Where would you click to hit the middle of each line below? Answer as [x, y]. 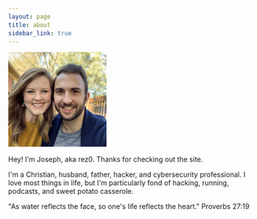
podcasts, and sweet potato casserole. [71, 191]
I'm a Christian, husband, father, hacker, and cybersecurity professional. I [127, 174]
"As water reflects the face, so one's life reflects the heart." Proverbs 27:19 [129, 206]
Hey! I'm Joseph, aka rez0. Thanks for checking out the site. [106, 159]
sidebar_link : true [40, 33]
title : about [29, 25]
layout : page [29, 16]
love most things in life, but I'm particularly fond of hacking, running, [119, 182]
